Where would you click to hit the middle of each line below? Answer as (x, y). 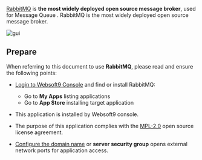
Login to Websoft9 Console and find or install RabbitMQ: (85, 84)
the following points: (32, 73)
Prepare (22, 52)
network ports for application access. (62, 150)
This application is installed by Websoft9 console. (77, 114)
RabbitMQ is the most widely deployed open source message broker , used (101, 9)
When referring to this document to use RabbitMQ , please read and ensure (100, 66)
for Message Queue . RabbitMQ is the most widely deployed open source (97, 15)
